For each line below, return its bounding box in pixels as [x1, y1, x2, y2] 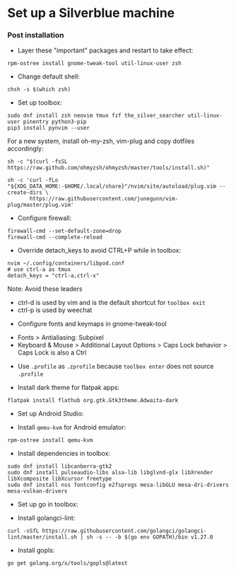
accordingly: [7, 144, 44, 153]
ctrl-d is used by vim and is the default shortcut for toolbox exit [17, 299, 206, 307]
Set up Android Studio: [17, 409, 84, 418]
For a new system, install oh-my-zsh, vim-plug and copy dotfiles [7, 137, 195, 146]
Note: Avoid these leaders [7, 285, 83, 293]
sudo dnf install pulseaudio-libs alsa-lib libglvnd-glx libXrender [7, 469, 213, 476]
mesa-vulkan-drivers [7, 488, 69, 495]
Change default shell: [17, 72, 80, 81]
